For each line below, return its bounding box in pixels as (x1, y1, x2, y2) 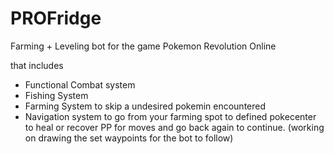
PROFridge (10, 7, 102, 30)
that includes (10, 59, 64, 71)
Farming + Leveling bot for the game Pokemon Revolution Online (10, 40, 277, 52)
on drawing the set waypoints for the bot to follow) (24, 132, 234, 144)
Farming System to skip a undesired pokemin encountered (24, 100, 267, 112)
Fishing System (24, 89, 89, 101)
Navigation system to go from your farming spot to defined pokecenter (24, 110, 317, 122)
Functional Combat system (24, 78, 136, 91)
